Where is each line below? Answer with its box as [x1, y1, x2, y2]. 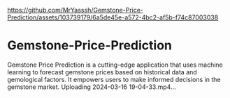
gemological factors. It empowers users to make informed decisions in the [7, 75, 221, 83]
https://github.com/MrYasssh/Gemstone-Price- [7, 6, 144, 14]
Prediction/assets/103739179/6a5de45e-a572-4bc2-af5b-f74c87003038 [7, 13, 219, 22]
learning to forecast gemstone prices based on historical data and [7, 67, 197, 76]
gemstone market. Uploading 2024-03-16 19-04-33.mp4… [7, 83, 176, 91]
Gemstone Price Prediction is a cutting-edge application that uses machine [7, 60, 224, 69]
